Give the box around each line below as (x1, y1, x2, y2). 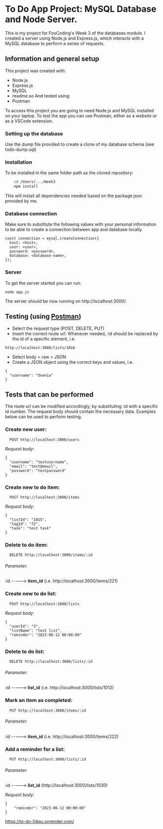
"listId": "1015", (9, 517, 47, 522)
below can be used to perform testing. (5, 414, 82, 420)
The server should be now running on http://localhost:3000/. (5, 298, 127, 304)
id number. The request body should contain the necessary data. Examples (5, 408, 156, 415)
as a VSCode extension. (5, 118, 54, 124)
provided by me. (5, 198, 38, 204)
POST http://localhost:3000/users (9, 437, 80, 442)
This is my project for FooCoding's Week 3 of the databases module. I (5, 30, 145, 36)
